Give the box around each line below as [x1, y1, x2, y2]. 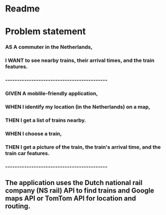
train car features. [5, 150, 50, 157]
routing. [5, 202, 31, 211]
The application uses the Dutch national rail [5, 179, 143, 187]
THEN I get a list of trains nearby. [5, 117, 86, 124]
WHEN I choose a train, [5, 130, 62, 137]
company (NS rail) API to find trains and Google [5, 187, 155, 195]
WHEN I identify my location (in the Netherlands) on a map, [5, 103, 151, 110]
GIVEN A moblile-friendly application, [5, 90, 98, 97]
